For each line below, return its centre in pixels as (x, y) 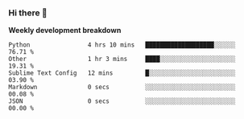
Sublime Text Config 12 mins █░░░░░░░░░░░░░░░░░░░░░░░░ (122, 73)
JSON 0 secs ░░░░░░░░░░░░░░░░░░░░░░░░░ (122, 101)
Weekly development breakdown (65, 31)
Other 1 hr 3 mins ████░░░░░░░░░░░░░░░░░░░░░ (122, 59)
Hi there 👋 (28, 13)
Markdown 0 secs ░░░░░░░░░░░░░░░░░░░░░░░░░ (122, 88)
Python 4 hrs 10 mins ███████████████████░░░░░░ (122, 45)
